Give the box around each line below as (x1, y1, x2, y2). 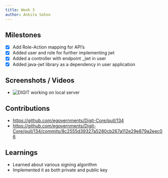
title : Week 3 (5, 7, 35, 13)
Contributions (5, 104, 50, 112)
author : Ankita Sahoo (5, 12, 51, 17)
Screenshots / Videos (5, 76, 75, 85)
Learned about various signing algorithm (12, 162, 97, 167)
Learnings (5, 148, 38, 157)
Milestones (5, 31, 41, 39)
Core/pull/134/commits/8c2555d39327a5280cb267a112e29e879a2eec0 (12, 128, 163, 134)
